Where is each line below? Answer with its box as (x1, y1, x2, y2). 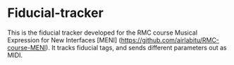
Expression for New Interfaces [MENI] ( (7, 35, 121, 44)
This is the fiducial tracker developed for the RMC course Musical (7, 28, 198, 37)
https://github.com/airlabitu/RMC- (121, 35, 220, 44)
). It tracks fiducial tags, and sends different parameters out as (45, 43, 227, 52)
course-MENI (7, 43, 47, 52)
